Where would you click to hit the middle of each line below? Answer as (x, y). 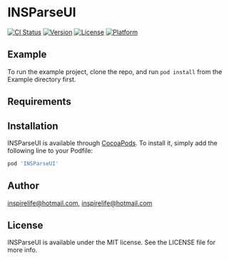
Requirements (39, 102)
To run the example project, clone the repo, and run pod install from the (115, 71)
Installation (33, 126)
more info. (22, 250)
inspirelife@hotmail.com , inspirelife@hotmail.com (80, 203)
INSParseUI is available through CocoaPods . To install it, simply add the (112, 142)
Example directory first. (42, 79)
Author (23, 186)
